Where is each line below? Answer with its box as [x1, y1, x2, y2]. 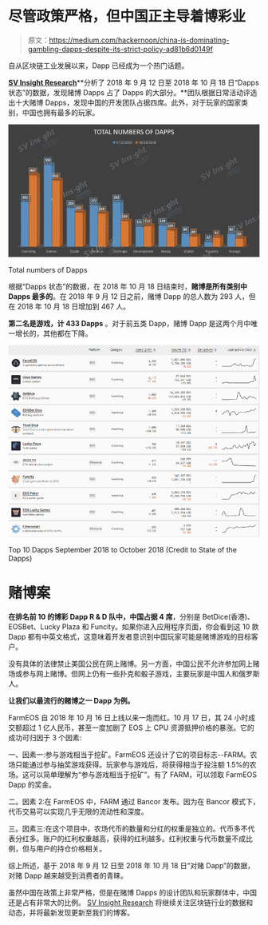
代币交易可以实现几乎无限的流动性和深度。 [8, 807, 148, 816]
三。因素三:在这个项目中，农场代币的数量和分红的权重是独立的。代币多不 [8, 823, 249, 833]
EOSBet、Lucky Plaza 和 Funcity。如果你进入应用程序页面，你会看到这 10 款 [8, 621, 259, 632]
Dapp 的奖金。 [8, 779, 57, 789]
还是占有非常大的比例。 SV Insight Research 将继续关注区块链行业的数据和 [8, 897, 254, 907]
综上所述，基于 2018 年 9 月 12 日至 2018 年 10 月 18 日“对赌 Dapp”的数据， [8, 860, 255, 870]
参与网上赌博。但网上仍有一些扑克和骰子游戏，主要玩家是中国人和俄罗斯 [22, 668, 260, 678]
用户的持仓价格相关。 [35, 843, 106, 853]
